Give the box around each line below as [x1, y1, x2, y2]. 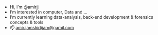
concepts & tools [9, 19, 44, 25]
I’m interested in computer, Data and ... [9, 9, 88, 15]
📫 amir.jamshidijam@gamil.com [9, 25, 74, 30]
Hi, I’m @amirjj [9, 4, 39, 10]
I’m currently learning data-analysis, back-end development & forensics [9, 14, 154, 20]
